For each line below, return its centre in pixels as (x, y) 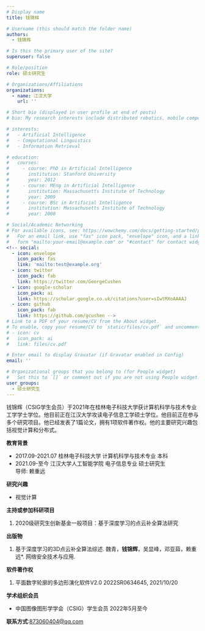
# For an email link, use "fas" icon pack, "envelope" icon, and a (97, 236)
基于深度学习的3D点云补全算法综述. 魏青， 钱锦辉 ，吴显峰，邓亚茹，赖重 (106, 549)
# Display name (26, 12)
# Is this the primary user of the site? (60, 51)
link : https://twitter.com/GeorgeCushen (69, 281)
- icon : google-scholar (42, 287)
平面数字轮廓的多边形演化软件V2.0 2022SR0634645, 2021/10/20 (96, 582)
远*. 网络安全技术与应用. (45, 557)
